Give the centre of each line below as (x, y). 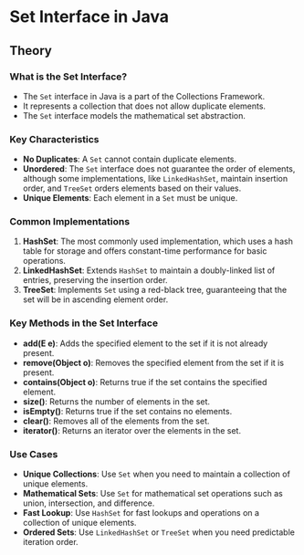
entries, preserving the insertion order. (95, 280)
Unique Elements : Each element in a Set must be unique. (130, 198)
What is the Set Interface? (68, 77)
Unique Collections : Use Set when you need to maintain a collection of (156, 474)
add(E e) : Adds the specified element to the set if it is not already (145, 343)
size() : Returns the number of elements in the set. (116, 401)
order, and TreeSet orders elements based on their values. (132, 188)
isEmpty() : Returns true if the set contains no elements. (127, 411)
